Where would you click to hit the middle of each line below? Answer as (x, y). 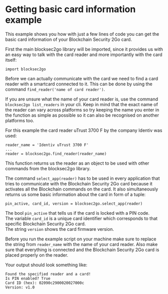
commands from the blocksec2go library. (48, 168)
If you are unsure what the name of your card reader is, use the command (82, 99)
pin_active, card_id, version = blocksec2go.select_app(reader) (74, 204)
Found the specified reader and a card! (48, 274)
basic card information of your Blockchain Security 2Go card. (69, 39)
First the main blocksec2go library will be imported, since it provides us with (84, 49)
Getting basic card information (70, 9)
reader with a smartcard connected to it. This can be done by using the (79, 84)
